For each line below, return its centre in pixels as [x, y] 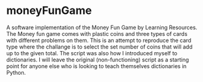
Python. [16, 72]
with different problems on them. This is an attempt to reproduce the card [99, 40]
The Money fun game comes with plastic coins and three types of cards [97, 33]
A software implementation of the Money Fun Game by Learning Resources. [102, 27]
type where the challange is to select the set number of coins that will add [99, 47]
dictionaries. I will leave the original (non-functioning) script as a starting [98, 60]
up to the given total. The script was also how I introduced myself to [92, 53]
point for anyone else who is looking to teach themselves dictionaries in [97, 66]
